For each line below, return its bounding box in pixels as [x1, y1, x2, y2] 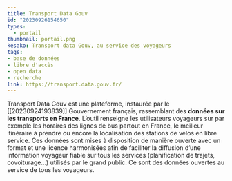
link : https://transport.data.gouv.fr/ [7, 81, 122, 88]
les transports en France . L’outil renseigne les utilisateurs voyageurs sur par [7, 115, 225, 123]
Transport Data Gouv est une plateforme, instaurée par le [7, 99, 171, 108]
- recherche [7, 74, 41, 82]
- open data [7, 68, 41, 75]
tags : [7, 49, 23, 56]
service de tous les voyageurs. [7, 166, 95, 174]
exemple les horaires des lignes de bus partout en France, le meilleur [7, 122, 204, 130]
